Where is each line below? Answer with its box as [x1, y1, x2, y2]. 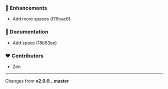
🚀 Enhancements [5, 4, 47, 11]
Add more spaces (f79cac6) [12, 16, 71, 22]
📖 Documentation [5, 28, 48, 35]
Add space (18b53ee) [12, 39, 57, 45]
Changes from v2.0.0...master [5, 77, 69, 84]
